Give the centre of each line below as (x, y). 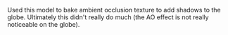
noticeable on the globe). (44, 24)
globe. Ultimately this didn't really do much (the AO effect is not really (108, 17)
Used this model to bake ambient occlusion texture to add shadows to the (114, 10)
